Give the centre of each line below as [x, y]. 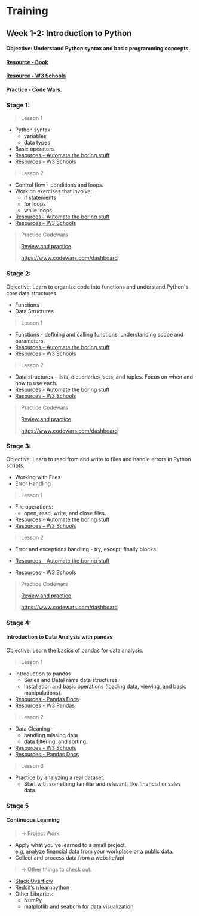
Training [27, 11]
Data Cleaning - [34, 729]
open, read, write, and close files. [65, 513]
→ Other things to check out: [56, 870]
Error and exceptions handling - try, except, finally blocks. [86, 549]
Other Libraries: [34, 894]
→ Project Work [40, 834]
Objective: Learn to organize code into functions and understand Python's [97, 287]
